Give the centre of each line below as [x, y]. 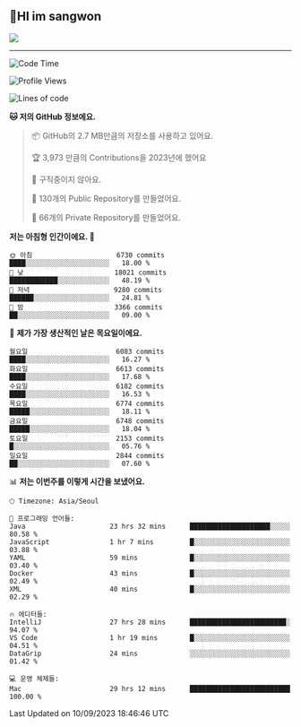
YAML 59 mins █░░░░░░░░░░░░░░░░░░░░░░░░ [150, 558]
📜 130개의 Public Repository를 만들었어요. [106, 198]
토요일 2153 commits [87, 438]
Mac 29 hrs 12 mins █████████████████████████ [150, 688]
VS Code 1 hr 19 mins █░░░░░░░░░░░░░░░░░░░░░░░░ [150, 637]
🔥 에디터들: [28, 614]
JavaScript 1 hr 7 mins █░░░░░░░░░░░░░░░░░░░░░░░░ [150, 542]
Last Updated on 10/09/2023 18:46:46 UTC [89, 713]
